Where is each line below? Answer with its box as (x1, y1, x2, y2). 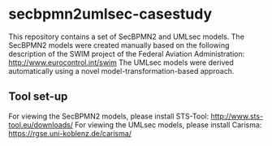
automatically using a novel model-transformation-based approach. (8, 66, 235, 75)
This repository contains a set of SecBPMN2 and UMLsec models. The (8, 32, 245, 41)
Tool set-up (8, 90, 68, 104)
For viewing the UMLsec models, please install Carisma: (74, 119, 262, 130)
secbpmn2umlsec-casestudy (8, 5, 213, 24)
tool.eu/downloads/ (8, 119, 73, 130)
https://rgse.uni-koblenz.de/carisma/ (8, 128, 132, 138)
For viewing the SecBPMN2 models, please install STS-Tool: (8, 111, 209, 121)
